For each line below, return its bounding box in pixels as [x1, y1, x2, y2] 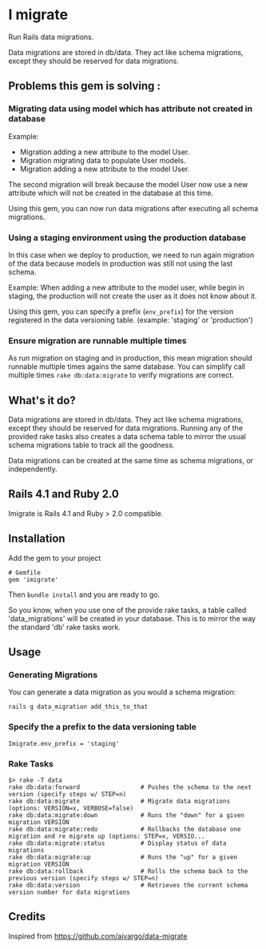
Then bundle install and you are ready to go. [8, 590, 161, 599]
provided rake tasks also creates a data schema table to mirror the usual [8, 432, 246, 442]
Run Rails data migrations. [8, 32, 94, 42]
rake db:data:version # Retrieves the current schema [8, 881, 248, 889]
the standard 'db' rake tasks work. [8, 622, 121, 631]
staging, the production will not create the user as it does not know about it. [8, 290, 257, 301]
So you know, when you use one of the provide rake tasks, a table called [8, 605, 247, 615]
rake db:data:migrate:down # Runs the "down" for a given [8, 811, 245, 819]
